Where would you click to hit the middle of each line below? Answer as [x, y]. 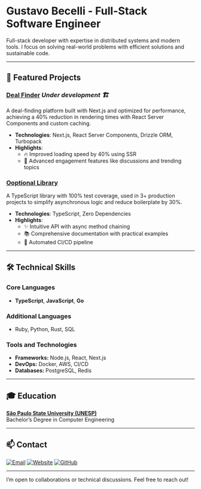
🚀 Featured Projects [44, 78]
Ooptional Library [32, 182]
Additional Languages [39, 316]
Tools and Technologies [42, 344]
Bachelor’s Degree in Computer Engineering [60, 420]
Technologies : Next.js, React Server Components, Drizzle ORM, [94, 135]
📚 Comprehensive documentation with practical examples [96, 233]
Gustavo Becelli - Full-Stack [77, 11]
